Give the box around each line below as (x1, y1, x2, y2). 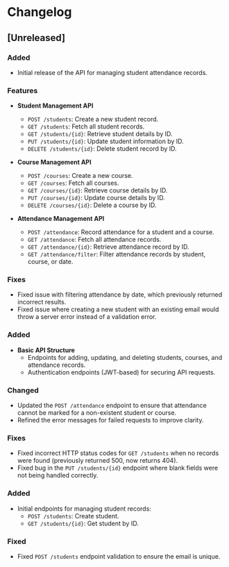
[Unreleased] (7, 32, 66, 44)
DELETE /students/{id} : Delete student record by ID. (27, 145, 177, 153)
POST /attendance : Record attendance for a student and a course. (27, 228, 215, 236)
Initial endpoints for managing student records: (17, 504, 151, 513)
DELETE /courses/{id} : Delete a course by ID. (27, 201, 157, 209)
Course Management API (17, 158, 92, 167)
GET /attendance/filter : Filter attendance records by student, (27, 250, 206, 258)
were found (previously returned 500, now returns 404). (17, 457, 178, 465)
